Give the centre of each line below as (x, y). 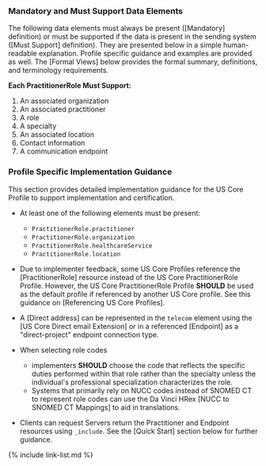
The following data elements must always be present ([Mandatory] (117, 28)
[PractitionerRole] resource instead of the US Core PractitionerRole (129, 277)
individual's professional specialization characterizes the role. (132, 382)
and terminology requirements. (59, 70)
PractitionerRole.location (76, 254)
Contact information (52, 143)
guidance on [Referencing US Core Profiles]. (92, 302)
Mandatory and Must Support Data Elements (96, 11)
